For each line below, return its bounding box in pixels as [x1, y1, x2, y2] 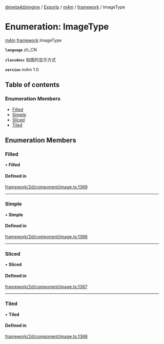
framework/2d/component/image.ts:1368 [5, 334, 88, 340]
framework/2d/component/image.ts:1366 [5, 234, 88, 240]
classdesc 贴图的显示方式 [5, 57, 56, 62]
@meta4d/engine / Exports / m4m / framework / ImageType [5, 4, 125, 10]
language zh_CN [5, 46, 37, 53]
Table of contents [5, 81, 60, 89]
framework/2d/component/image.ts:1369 [5, 184, 88, 190]
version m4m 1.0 [5, 66, 39, 72]
